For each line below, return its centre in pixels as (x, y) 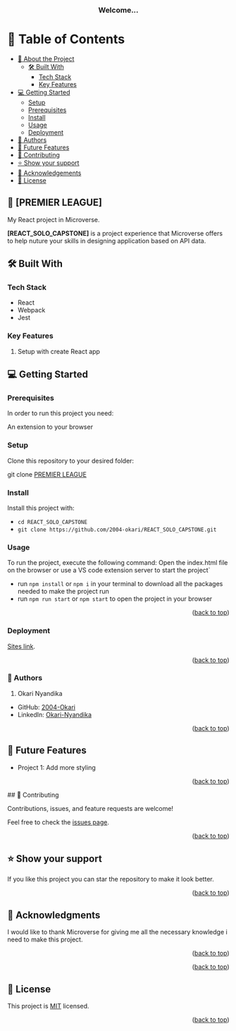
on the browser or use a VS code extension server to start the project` (109, 571)
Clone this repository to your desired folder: (71, 460)
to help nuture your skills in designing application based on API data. (107, 240)
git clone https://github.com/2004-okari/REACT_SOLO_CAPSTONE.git (117, 530)
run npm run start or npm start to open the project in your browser (115, 599)
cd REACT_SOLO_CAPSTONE (52, 522)
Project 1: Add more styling (57, 767)
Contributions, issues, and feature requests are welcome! (91, 808)
